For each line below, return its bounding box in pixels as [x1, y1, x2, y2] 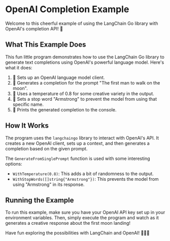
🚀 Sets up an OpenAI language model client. [12, 74, 105, 81]
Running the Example [5, 196, 75, 205]
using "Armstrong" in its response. [12, 181, 85, 187]
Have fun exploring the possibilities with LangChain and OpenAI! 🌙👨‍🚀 [5, 230, 150, 236]
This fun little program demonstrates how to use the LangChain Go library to [5, 54, 165, 60]
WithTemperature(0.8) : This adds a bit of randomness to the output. [12, 171, 154, 177]
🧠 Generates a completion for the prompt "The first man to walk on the [12, 79, 160, 86]
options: [5, 160, 23, 167]
